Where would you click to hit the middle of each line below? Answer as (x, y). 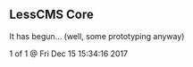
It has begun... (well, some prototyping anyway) (97, 36)
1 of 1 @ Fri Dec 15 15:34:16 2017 (69, 54)
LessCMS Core (51, 15)
